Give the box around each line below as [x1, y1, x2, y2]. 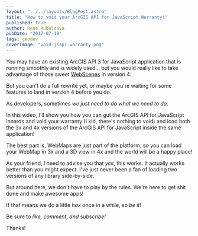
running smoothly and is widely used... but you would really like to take [6, 64, 178, 71]
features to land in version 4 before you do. [6, 88, 112, 95]
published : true [6, 20, 46, 25]
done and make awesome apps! [6, 190, 84, 197]
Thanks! [6, 224, 26, 231]
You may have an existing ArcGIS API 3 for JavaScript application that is [6, 58, 181, 65]
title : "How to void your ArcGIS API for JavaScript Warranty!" [6, 14, 168, 20]
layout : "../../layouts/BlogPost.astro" [6, 8, 108, 15]
